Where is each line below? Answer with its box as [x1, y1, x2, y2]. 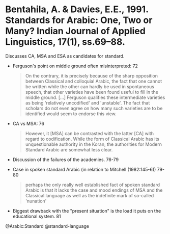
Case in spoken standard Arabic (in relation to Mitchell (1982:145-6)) [12, 166, 156, 172]
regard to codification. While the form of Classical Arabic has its [25, 136, 159, 142]
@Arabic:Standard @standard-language [5, 223, 90, 229]
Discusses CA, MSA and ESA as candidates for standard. [5, 53, 125, 59]
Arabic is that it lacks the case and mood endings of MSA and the [25, 187, 163, 193]
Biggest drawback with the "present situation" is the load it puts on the [12, 207, 161, 214]
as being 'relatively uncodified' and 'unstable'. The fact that [25, 99, 150, 106]
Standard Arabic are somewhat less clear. [25, 146, 113, 152]
